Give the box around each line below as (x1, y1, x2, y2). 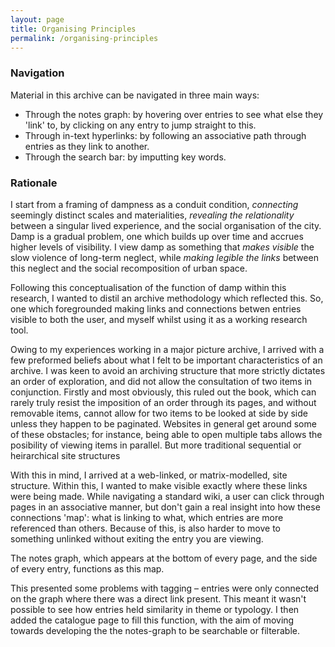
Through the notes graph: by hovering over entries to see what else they (24, 108, 324, 120)
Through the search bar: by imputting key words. (24, 151, 227, 163)
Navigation (10, 66, 65, 80)
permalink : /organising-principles (10, 33, 159, 43)
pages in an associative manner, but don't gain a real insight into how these (10, 501, 321, 513)
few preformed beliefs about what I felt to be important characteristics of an (10, 354, 323, 366)
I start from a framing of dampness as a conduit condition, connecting (10, 198, 299, 210)
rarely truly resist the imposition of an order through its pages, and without (10, 396, 317, 408)
